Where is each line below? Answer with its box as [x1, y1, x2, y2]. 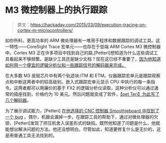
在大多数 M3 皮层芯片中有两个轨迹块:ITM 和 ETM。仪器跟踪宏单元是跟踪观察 [5, 72, 161, 78]
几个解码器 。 [5, 97, 31, 103]
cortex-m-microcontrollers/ [17, 27, 73, 33]
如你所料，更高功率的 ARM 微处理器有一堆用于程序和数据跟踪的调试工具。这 [5, 37, 161, 43]
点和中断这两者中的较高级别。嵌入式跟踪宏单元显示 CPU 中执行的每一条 [5, 78, 151, 84]
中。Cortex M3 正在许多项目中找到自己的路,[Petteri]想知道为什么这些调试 [5, 50, 154, 56]
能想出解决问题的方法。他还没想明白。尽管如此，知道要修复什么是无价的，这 [5, 126, 161, 132]
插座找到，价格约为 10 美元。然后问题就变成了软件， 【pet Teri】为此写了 [13, 91, 160, 97]
